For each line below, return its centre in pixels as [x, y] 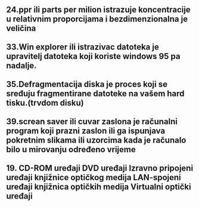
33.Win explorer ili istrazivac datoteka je [83, 47]
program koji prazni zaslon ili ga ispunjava [86, 131]
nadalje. [21, 66]
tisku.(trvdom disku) [45, 103]
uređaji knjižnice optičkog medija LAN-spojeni [94, 177]
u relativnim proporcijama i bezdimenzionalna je [97, 19]
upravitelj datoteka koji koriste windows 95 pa [93, 56]
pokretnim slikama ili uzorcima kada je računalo [96, 140]
